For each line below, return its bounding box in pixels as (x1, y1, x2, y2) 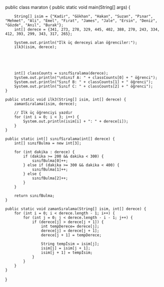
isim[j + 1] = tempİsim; (40, 250, 93, 255)
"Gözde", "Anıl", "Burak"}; (5, 22, 64, 27)
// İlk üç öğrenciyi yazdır (14, 110, 72, 115)
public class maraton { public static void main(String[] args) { (5, 4, 131, 10)
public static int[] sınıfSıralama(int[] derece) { (5, 136, 115, 141)
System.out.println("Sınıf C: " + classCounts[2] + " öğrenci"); (14, 84, 153, 89)
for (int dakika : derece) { (14, 149, 75, 154)
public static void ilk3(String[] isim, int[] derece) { (5, 97, 126, 102)
